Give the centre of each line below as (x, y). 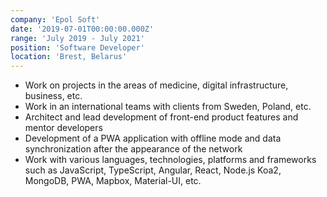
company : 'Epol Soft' (55, 19)
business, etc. (53, 96)
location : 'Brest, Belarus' (69, 57)
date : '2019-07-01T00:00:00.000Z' (82, 29)
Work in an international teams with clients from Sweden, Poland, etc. (168, 107)
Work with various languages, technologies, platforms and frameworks (170, 160)
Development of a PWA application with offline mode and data (153, 138)
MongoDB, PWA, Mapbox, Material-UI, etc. (113, 181)
